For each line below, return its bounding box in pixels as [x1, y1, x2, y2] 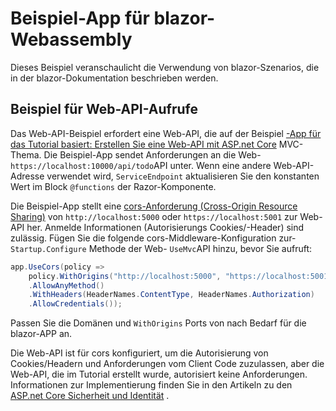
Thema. [10, 148, 42, 161]
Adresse [10, 170, 45, 182]
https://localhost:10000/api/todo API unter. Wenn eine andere [10, 159, 272, 171]
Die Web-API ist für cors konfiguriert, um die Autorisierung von [10, 347, 269, 359]
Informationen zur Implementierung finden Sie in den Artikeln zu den [10, 379, 293, 391]
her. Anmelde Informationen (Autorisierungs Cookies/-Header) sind [26, 221, 305, 233]
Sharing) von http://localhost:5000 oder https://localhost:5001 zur [10, 210, 298, 222]
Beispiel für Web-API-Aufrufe [10, 101, 198, 118]
